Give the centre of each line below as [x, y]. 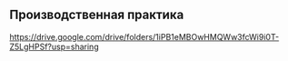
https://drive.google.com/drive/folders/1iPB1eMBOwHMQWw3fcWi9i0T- [144, 36]
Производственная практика [97, 15]
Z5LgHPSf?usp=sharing [54, 46]
